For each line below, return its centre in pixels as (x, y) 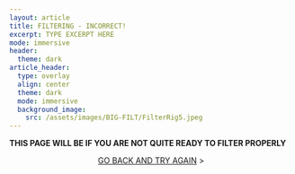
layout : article (40, 17)
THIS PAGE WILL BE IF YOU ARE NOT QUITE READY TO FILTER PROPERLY (147, 144)
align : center (44, 84)
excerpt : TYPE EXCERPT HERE (62, 34)
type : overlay (44, 76)
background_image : (52, 109)
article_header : (40, 68)
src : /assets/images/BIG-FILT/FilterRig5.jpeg (114, 117)
